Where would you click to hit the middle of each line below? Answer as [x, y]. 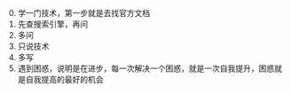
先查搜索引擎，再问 [53, 24]
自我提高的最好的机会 [64, 79]
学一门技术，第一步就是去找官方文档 [84, 13]
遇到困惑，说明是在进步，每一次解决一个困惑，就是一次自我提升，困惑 [146, 68]
